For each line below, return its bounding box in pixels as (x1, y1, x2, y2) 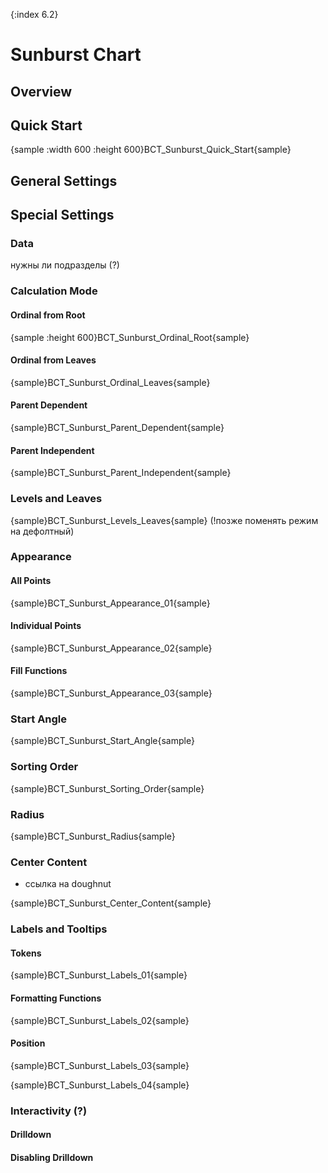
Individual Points (10, 620, 82, 632)
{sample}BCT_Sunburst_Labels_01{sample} (10, 969, 188, 981)
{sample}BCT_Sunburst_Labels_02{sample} (10, 1014, 190, 1026)
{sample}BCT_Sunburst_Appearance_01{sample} (10, 597, 211, 609)
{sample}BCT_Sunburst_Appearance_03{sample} (10, 687, 213, 699)
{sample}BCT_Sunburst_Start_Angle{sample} (10, 735, 195, 747)
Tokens (10, 947, 42, 959)
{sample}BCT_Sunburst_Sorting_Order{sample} (10, 782, 205, 794)
